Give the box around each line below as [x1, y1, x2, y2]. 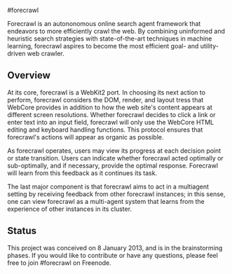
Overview [7, 69, 51, 81]
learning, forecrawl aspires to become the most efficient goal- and [7, 42, 199, 50]
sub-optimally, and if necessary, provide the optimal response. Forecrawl [7, 161, 219, 170]
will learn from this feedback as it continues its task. [7, 168, 158, 177]
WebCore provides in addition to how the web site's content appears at [7, 103, 212, 111]
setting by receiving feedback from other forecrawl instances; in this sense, [7, 189, 226, 198]
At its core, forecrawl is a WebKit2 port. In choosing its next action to [7, 88, 205, 97]
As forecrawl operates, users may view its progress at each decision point [7, 146, 221, 155]
